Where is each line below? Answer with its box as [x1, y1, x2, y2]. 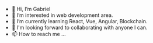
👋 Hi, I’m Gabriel [11, 6, 51, 12]
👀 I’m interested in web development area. [11, 12, 113, 19]
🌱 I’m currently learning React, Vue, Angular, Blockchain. [11, 18, 148, 24]
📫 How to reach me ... [11, 31, 66, 37]
